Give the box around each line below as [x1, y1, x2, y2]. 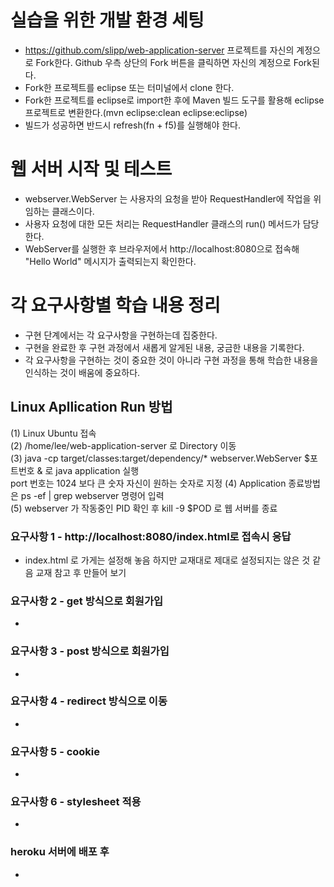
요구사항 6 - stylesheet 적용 [10, 795, 142, 809]
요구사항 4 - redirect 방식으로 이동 [10, 694, 168, 708]
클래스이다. [51, 205, 95, 217]
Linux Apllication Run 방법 [10, 399, 173, 416]
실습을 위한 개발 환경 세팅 [10, 9, 205, 32]
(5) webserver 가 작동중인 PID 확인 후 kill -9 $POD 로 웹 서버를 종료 [10, 502, 278, 514]
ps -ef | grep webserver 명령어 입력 [20, 489, 165, 501]
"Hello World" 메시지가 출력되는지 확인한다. [24, 255, 197, 267]
